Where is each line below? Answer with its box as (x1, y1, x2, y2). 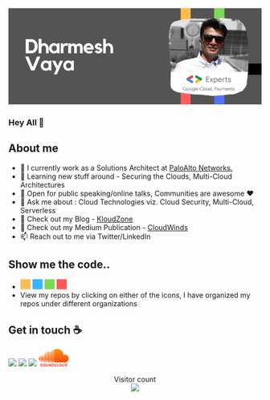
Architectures (19, 180, 66, 189)
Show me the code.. (8, 257, 111, 271)
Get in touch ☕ (8, 323, 83, 337)
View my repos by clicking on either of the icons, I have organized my (19, 290, 251, 300)
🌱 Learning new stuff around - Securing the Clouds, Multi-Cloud (19, 172, 233, 181)
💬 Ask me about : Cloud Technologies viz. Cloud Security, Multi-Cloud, (19, 196, 255, 207)
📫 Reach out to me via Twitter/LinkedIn (19, 232, 151, 241)
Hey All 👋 (8, 116, 45, 127)
